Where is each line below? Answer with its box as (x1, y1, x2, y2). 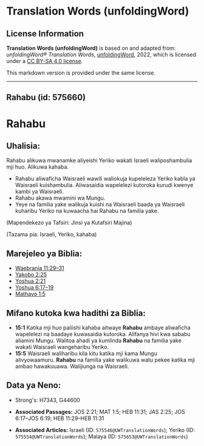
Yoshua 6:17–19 (15, 284, 54, 291)
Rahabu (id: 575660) (6, 92, 86, 103)
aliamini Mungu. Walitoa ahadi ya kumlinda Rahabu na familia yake (15, 337, 182, 344)
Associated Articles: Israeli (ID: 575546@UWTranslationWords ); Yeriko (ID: (15, 426, 195, 433)
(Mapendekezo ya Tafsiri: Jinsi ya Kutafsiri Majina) (6, 219, 132, 226)
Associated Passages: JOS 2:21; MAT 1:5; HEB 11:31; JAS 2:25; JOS (15, 408, 185, 415)
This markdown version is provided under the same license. (6, 69, 156, 76)
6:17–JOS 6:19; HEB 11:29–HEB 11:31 (15, 414, 104, 422)
